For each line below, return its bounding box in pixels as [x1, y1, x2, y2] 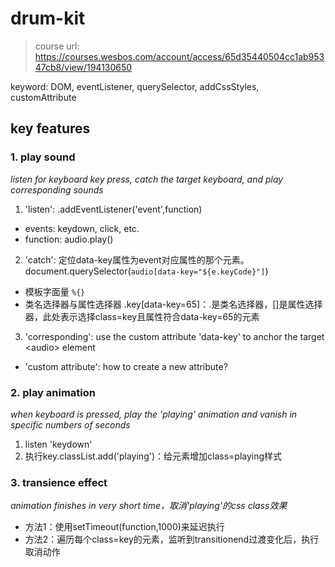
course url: [34, 40, 80, 52]
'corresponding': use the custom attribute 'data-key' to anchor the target [24, 330, 325, 342]
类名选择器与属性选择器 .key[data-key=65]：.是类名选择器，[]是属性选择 [24, 298, 323, 310]
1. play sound [10, 150, 76, 164]
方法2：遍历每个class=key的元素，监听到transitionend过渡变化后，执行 [24, 533, 320, 546]
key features [10, 120, 91, 137]
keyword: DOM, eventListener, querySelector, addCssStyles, [10, 80, 260, 92]
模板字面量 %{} [24, 285, 86, 297]
